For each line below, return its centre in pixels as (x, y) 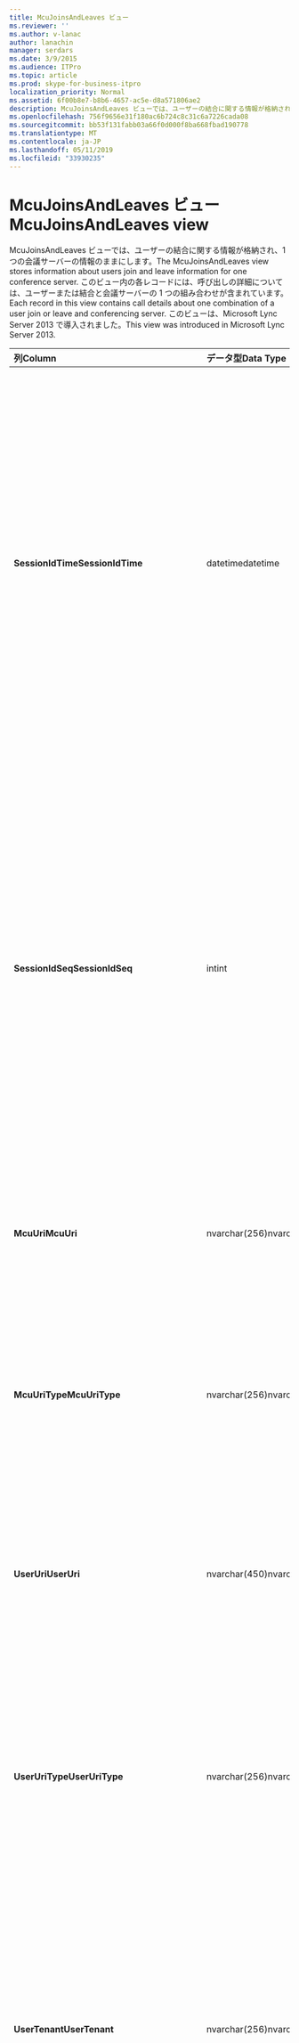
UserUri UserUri (47, 1575)
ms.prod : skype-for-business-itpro (75, 84)
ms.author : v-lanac (45, 34)
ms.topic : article (43, 76)
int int (217, 969)
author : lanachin (41, 42)
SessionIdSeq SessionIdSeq (73, 969)
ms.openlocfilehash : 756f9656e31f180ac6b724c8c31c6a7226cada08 (129, 117)
